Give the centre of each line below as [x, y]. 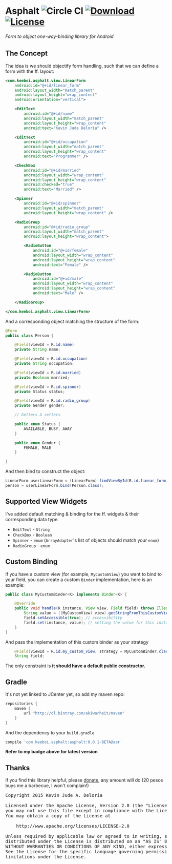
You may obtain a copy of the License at [58, 816]
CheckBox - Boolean [32, 534]
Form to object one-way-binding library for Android [59, 36]
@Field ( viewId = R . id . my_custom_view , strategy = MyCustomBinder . [87, 651]
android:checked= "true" [49, 184]
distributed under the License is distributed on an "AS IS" [84, 841]
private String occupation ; [44, 364]
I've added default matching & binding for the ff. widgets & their [72, 514]
